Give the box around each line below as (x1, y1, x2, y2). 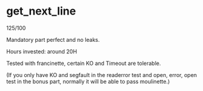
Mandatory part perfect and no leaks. (6, 36, 100, 43)
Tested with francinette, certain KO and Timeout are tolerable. (6, 59, 161, 67)
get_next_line (6, 4, 76, 18)
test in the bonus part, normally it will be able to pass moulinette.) (6, 78, 170, 85)
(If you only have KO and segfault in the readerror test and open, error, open (6, 71, 198, 78)
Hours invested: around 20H (6, 47, 77, 55)
